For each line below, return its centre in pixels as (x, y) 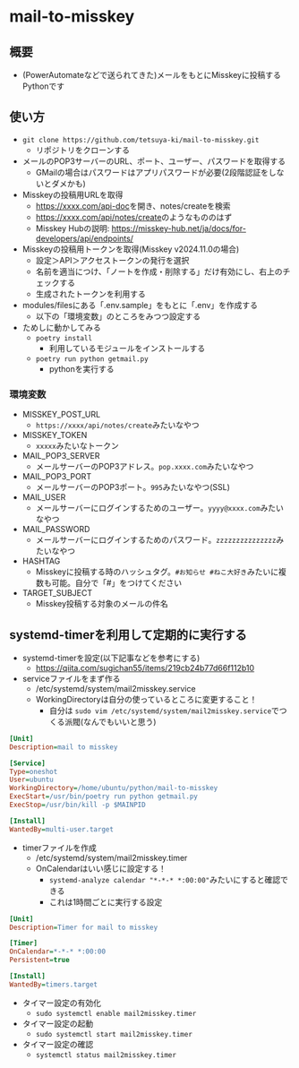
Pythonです (43, 86)
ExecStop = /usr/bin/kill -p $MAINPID (77, 805)
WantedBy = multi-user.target (62, 829)
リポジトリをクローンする (82, 150)
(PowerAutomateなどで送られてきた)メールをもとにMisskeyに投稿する (152, 75)
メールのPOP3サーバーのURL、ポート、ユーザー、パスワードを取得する (154, 161)
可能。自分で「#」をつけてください (117, 583)
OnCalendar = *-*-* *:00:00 (57, 952)
